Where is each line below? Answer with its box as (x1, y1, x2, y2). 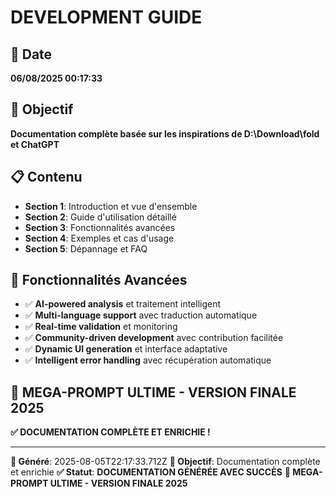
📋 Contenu (10, 169, 83, 186)
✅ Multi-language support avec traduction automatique (24, 309, 258, 321)
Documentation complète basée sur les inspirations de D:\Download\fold (10, 127, 320, 140)
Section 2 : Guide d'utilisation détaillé (24, 211, 177, 223)
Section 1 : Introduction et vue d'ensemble (24, 200, 198, 212)
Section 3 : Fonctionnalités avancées (24, 221, 176, 233)
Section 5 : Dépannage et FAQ (24, 242, 148, 255)
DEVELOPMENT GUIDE (10, 6, 203, 29)
